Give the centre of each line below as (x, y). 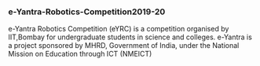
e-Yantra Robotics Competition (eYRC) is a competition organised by (119, 29)
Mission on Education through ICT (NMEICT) (80, 54)
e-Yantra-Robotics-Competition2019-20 (87, 12)
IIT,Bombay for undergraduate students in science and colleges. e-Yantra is (130, 37)
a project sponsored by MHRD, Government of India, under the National (124, 46)
